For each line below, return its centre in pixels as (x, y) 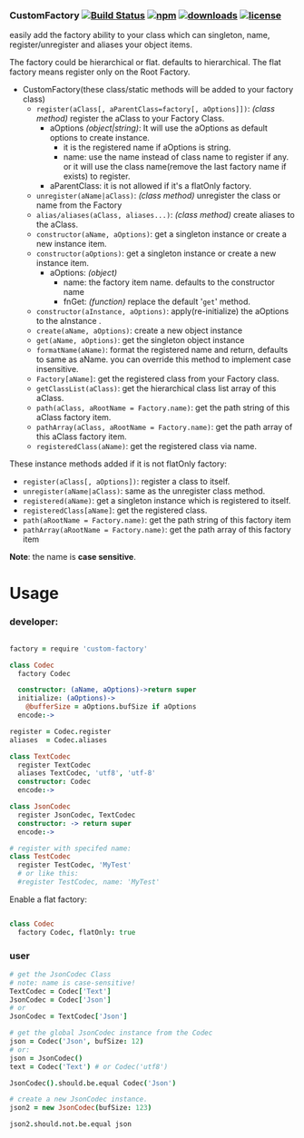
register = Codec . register (60, 731)
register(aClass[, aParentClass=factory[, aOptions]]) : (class (155, 109)
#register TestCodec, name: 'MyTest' (89, 882)
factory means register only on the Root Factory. (100, 72)
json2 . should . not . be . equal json (70, 1124)
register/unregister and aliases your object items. (101, 44)
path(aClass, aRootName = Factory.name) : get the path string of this (163, 407)
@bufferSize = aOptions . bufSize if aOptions (111, 707)
